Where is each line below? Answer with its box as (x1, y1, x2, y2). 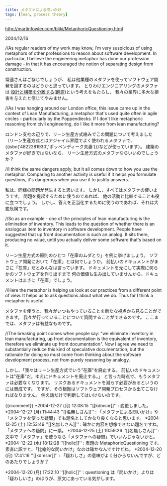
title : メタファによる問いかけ (5, 7, 62, 12)
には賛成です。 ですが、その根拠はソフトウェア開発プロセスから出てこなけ (5, 385, 159, 391)
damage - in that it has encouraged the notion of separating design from (5, 61, 154, 67)
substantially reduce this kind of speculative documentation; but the (5, 346, 144, 352)
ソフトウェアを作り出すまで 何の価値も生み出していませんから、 (13, 271, 146, 277)
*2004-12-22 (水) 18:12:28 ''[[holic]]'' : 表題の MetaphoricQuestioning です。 (5, 440, 162, 446)
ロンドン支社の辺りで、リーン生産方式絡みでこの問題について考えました (5, 131, 153, 137)
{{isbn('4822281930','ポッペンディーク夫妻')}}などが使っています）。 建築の (5, 143, 159, 149)
